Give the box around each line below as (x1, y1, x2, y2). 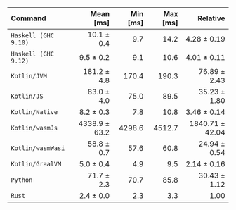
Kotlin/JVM (11, 72, 47, 80)
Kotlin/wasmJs (11, 124, 58, 132)
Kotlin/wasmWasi (11, 144, 65, 152)
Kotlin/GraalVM (11, 160, 62, 168)
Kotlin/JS (11, 92, 44, 100)
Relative (197, 13, 225, 23)
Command (11, 13, 47, 23)
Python (11, 176, 33, 184)
